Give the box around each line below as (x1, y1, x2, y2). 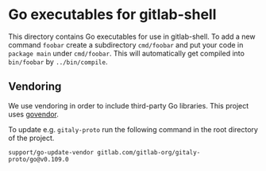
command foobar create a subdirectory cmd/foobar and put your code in (8, 40, 244, 49)
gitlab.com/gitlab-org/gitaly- (96, 148, 201, 156)
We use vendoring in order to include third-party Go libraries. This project (8, 101, 249, 110)
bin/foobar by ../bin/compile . (8, 57, 108, 66)
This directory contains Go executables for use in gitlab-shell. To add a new (8, 32, 256, 41)
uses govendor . (8, 109, 60, 119)
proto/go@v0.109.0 (8, 155, 69, 163)
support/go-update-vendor (8, 148, 94, 156)
